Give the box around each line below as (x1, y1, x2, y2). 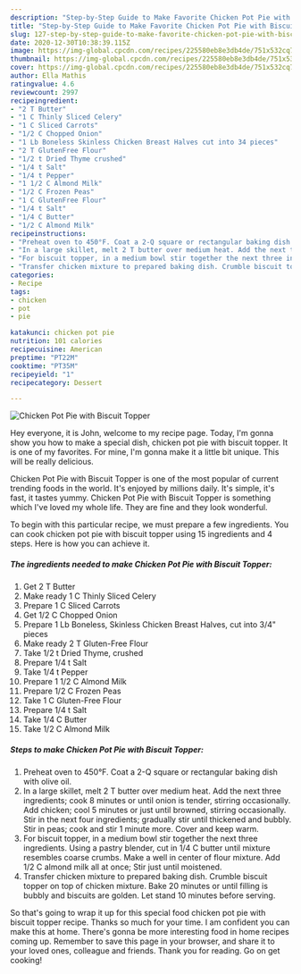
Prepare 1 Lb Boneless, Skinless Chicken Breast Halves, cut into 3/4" (22, 619, 276, 630)
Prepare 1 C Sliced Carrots (22, 600, 121, 611)
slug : (10, 29, 30, 38)
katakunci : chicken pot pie (10, 328, 115, 338)
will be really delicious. (10, 457, 95, 467)
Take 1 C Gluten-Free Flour (22, 695, 122, 706)
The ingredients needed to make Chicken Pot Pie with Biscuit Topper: (10, 558, 272, 569)
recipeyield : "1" (10, 370, 75, 379)
